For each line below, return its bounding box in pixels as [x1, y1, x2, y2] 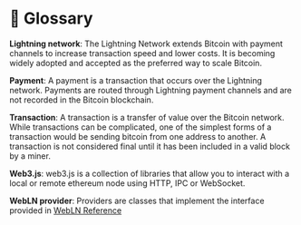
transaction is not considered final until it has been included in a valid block [9, 141, 290, 152]
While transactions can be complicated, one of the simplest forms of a [9, 122, 272, 132]
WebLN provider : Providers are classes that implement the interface [9, 195, 265, 206]
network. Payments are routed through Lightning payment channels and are [9, 84, 293, 95]
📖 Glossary [9, 8, 93, 29]
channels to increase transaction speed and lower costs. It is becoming [9, 47, 276, 58]
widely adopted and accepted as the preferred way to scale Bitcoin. [9, 57, 263, 68]
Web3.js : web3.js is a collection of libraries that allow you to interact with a [9, 168, 290, 179]
